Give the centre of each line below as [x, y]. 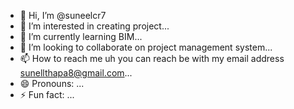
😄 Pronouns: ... [52, 83]
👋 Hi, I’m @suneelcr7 [63, 15]
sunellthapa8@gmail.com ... [76, 73]
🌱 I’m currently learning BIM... [81, 36]
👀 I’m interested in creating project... [94, 26]
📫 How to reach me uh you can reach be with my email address [152, 58]
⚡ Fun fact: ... [47, 94]
